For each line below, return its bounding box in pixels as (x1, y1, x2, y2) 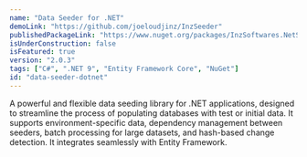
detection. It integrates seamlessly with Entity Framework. (9, 136, 228, 147)
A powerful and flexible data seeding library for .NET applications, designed (9, 98, 295, 109)
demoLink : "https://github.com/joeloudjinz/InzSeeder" (9, 22, 223, 31)
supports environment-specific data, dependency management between (9, 117, 283, 128)
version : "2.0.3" (9, 56, 76, 65)
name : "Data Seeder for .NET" (9, 13, 125, 23)
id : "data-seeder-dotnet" (9, 73, 108, 82)
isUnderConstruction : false (9, 38, 117, 48)
